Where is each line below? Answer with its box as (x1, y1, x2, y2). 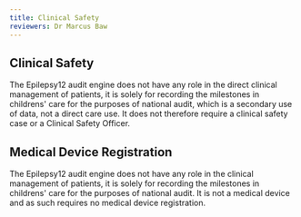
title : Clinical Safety (9, 13, 100, 23)
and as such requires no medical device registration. (9, 197, 206, 209)
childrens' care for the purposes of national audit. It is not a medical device (9, 188, 291, 199)
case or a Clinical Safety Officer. (9, 118, 130, 129)
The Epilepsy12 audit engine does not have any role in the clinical (9, 169, 255, 180)
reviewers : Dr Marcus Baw (9, 22, 107, 31)
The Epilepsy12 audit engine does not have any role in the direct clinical (9, 79, 277, 91)
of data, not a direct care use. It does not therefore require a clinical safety (9, 108, 288, 119)
